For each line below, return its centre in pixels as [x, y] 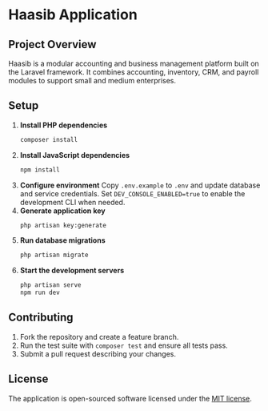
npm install [40, 170]
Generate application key [62, 211]
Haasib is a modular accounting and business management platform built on [134, 63]
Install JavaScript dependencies [75, 155]
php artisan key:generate [63, 225]
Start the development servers [72, 271]
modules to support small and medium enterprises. [92, 81]
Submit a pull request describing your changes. [98, 353]
